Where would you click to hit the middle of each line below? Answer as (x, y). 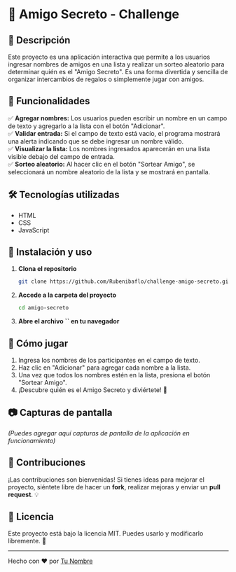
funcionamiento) (32, 440)
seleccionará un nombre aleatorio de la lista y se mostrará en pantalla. (109, 172)
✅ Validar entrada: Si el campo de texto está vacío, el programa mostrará (114, 133)
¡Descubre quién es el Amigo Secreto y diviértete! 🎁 (92, 390)
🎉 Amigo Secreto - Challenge (94, 14)
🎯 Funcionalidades (49, 101)
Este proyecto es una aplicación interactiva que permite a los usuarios (109, 57)
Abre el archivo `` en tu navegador (69, 321)
